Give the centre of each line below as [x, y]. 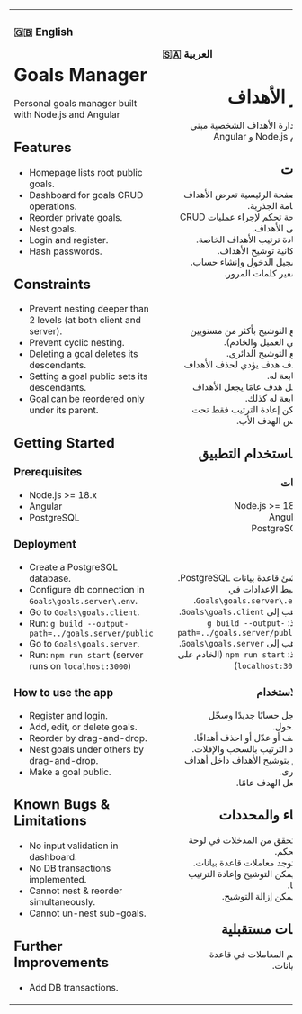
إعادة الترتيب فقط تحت [236, 410]
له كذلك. [261, 398]
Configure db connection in [87, 589]
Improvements [62, 962]
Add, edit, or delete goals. [83, 727]
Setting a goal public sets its [89, 376]
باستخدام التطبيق [246, 454]
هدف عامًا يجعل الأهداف [238, 387]
